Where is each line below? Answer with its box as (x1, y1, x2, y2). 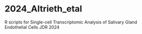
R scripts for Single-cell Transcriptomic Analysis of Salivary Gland (4, 19, 138, 25)
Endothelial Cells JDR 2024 (4, 24, 60, 30)
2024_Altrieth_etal (4, 3, 82, 14)
